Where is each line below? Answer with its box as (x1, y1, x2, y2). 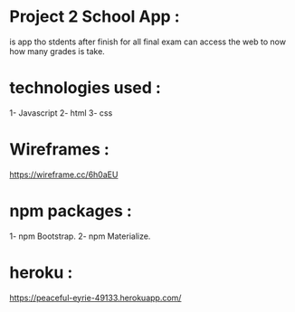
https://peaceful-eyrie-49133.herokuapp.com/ (9, 292, 182, 303)
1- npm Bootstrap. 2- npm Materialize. (9, 231, 151, 241)
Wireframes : (9, 139, 110, 160)
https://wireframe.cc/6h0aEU (9, 169, 119, 180)
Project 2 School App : (9, 6, 180, 27)
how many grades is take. (9, 45, 106, 56)
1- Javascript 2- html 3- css (9, 107, 113, 118)
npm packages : (9, 201, 133, 221)
